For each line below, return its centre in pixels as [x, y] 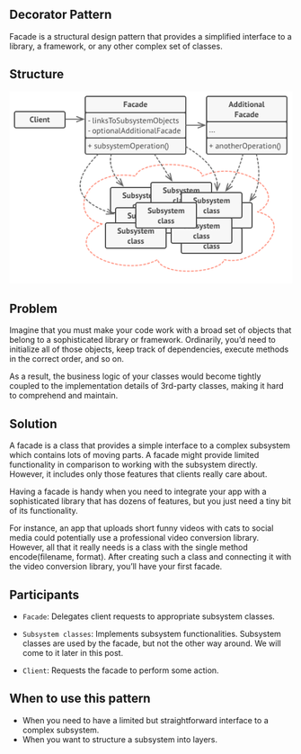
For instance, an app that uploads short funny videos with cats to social [142, 528]
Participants [44, 594]
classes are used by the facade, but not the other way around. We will [151, 643]
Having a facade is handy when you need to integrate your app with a [138, 492]
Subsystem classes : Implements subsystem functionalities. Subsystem [151, 634]
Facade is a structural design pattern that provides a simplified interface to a [150, 36]
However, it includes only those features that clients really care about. [138, 474]
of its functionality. [44, 511]
